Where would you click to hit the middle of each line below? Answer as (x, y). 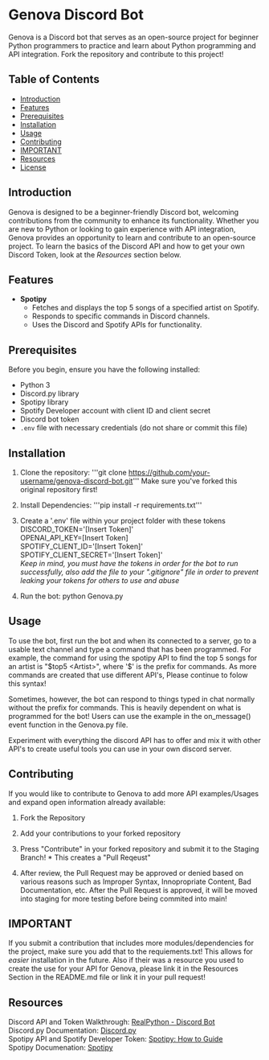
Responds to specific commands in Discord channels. (121, 316)
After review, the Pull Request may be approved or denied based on (132, 873)
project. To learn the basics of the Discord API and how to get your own (126, 246)
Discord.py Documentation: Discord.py (72, 1030)
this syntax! (27, 683)
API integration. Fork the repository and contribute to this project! (116, 54)
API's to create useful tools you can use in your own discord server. (120, 749)
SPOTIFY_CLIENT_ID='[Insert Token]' (81, 546)
